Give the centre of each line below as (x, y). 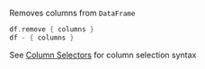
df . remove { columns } (52, 30)
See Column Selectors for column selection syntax (103, 55)
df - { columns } (42, 38)
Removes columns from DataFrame (72, 13)
